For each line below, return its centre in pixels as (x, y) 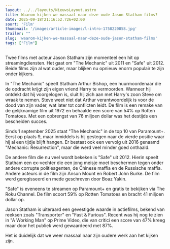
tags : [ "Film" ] (21, 43)
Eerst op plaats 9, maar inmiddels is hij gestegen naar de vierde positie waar (85, 136)
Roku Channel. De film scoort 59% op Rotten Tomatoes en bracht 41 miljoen (84, 194)
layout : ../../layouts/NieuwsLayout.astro (51, 10)
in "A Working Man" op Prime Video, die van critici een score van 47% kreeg (85, 220)
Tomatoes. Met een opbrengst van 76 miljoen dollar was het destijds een (81, 116)
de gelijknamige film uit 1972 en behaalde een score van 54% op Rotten (80, 110)
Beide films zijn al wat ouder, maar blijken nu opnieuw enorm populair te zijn (85, 68)
